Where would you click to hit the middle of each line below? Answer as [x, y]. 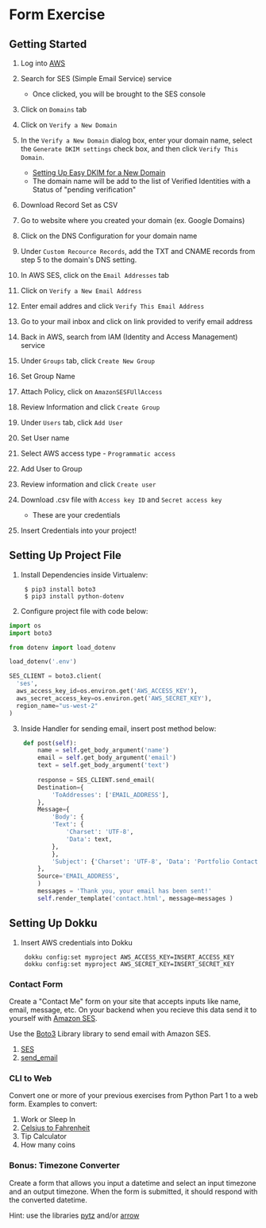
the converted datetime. [48, 1199]
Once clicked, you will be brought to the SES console [119, 94]
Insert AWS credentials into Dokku [77, 942]
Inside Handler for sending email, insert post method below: [118, 728]
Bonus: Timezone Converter [64, 1166]
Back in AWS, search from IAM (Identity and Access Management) [129, 337]
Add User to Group [51, 469]
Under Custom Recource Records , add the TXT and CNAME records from [138, 251]
